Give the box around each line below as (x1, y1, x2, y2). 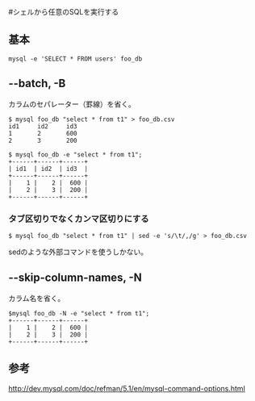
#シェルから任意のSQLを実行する (8, 7, 119, 16)
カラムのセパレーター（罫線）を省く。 (8, 99, 136, 109)
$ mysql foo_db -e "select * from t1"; (8, 150, 143, 159)
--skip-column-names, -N (8, 271, 143, 285)
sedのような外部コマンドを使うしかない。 (8, 247, 148, 257)
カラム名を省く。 (8, 293, 65, 303)
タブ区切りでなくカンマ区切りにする (8, 213, 149, 224)
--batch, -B (8, 77, 66, 90)
